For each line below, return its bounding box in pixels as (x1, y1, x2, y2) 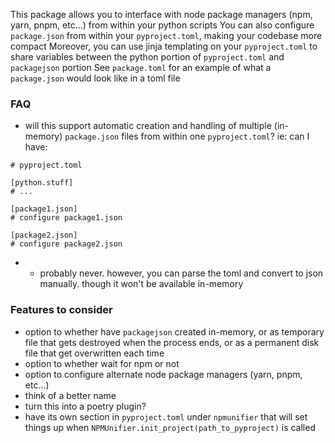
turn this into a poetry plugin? (24, 400, 147, 412)
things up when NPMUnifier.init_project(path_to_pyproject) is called (24, 421, 316, 433)
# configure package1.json (10, 213, 123, 223)
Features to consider (10, 303, 113, 317)
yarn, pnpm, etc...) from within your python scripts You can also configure (10, 19, 315, 31)
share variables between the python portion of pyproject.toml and (10, 51, 285, 63)
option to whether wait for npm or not (24, 357, 180, 369)
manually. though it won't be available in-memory (39, 278, 244, 290)
